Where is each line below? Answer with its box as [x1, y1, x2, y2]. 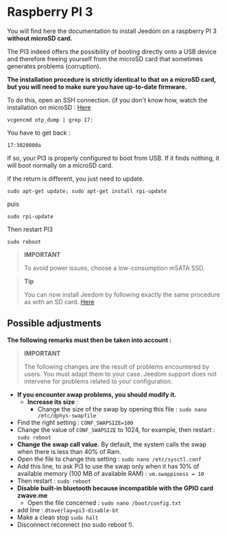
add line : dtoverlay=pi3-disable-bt [16, 505, 119, 514]
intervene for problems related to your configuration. [23, 377, 173, 385]
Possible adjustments [7, 317, 101, 330]
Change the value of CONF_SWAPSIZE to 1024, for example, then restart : [16, 425, 215, 433]
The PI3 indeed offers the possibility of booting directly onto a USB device [7, 47, 217, 56]
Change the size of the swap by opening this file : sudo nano [37, 405, 207, 413]
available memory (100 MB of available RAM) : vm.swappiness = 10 [16, 469, 204, 477]
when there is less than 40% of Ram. [16, 447, 122, 455]
